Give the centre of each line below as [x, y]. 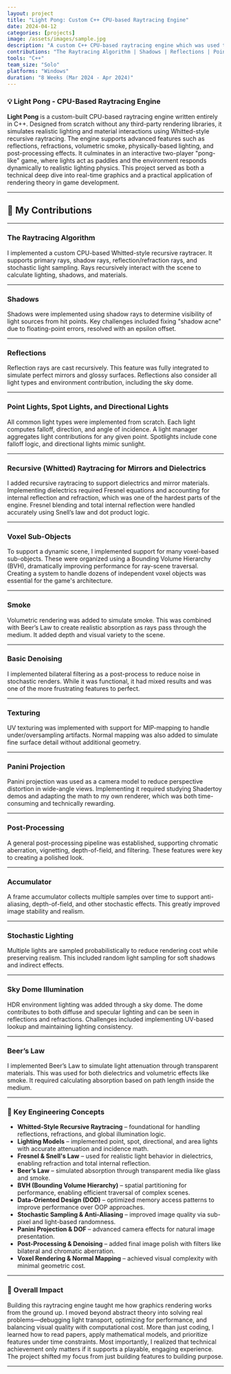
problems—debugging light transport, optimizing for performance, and [107, 1320]
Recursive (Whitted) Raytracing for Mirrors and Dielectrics [107, 468]
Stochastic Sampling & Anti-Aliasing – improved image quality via [111, 1214]
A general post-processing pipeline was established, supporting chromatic [113, 843]
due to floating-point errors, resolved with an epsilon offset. [92, 329]
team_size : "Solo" [33, 65]
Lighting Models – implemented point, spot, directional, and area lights [117, 1141]
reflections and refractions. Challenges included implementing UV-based [111, 1019]
